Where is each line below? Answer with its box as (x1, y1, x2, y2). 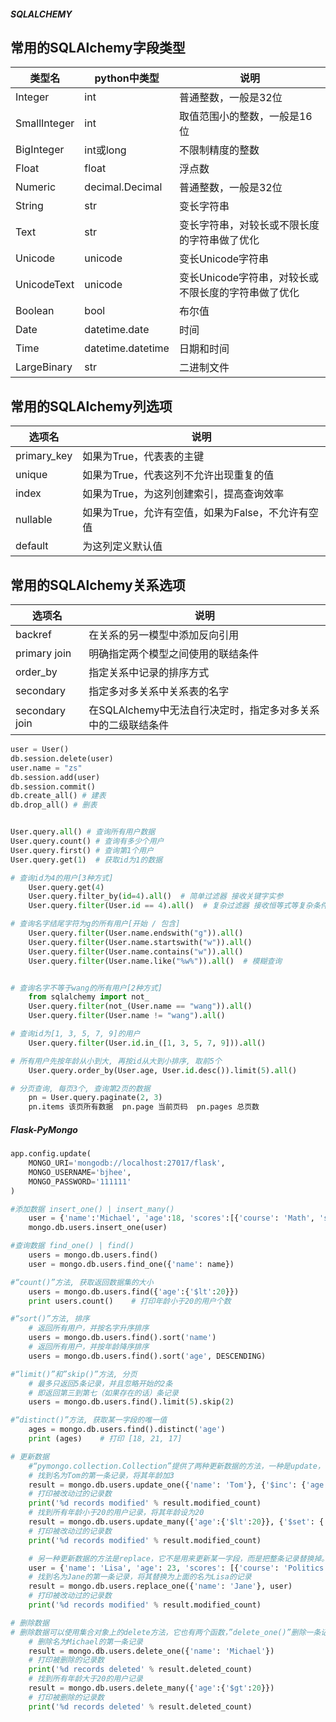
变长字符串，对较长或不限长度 (178, 218, 320, 232)
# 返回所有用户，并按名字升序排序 (28, 1323, 150, 1334)
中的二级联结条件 (88, 718, 170, 732)
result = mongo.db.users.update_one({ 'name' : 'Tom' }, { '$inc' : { (28, 1480, 307, 1490)
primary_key (15, 449, 73, 463)
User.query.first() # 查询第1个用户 (10, 845, 154, 855)
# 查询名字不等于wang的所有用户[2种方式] (10, 983, 163, 993)
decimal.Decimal (84, 180, 163, 194)
